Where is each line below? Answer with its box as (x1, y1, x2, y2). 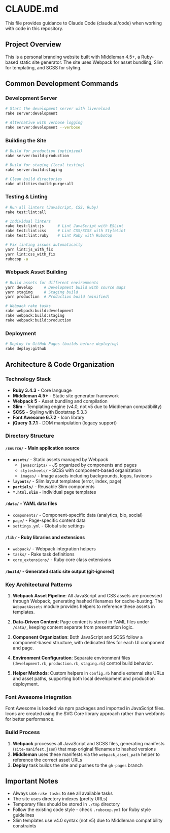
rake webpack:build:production (5, 317, 72, 323)
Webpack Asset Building (5, 268, 67, 275)
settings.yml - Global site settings (12, 522, 85, 528)
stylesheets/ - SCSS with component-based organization (20, 467, 142, 473)
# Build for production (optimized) (5, 148, 83, 154)
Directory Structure (5, 432, 54, 439)
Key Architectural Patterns (5, 581, 73, 588)
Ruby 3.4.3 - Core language (12, 387, 72, 393)
